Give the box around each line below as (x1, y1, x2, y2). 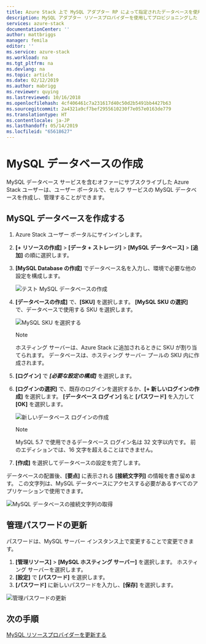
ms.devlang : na (6, 66, 45, 72)
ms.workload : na (6, 55, 48, 61)
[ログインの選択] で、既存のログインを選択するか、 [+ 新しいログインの (15, 385, 194, 392)
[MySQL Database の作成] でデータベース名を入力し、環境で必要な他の (15, 264, 196, 271)
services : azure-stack (6, 20, 64, 26)
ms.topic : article (6, 72, 53, 78)
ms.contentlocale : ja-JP (6, 117, 70, 123)
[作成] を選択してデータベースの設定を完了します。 (15, 459, 144, 466)
